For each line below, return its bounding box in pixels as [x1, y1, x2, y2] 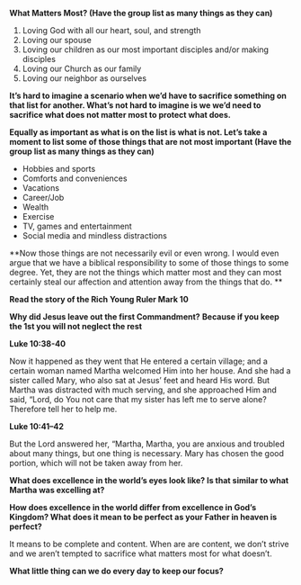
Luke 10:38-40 [9, 338, 66, 349]
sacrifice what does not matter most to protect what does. [9, 110, 231, 120]
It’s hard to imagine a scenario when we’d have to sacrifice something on [9, 90, 288, 101]
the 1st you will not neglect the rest [9, 321, 142, 331]
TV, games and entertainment [22, 220, 132, 231]
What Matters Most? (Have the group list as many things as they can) [9, 8, 273, 18]
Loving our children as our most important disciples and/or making [22, 44, 270, 55]
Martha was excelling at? [9, 485, 105, 495]
